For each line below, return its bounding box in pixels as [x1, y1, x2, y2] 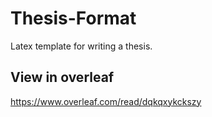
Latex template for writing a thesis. [10, 40, 153, 52]
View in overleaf [10, 69, 115, 86]
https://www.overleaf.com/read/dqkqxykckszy [10, 95, 202, 107]
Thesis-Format [10, 7, 137, 30]
